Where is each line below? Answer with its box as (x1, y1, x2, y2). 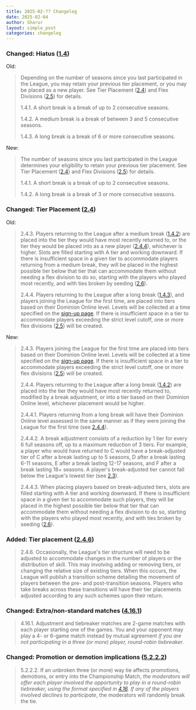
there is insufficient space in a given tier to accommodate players (20, 255, 178, 262)
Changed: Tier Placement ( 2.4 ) (6, 205, 97, 213)
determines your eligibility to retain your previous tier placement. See (20, 162, 187, 169)
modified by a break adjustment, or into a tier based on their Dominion (20, 393, 190, 401)
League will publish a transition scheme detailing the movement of (20, 574, 180, 581)
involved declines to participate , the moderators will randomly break (20, 691, 185, 698)
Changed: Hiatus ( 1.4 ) (6, 50, 70, 58)
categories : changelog (6, 30, 61, 36)
